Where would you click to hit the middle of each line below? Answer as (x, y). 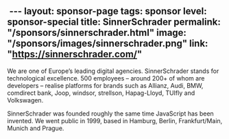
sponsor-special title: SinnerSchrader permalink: (114, 22)
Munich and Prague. (36, 128)
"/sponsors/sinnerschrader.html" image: (97, 33)
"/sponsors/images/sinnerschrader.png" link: (108, 44)
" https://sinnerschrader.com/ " (75, 54)
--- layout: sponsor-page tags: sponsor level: (108, 11)
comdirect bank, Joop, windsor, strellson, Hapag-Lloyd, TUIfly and (101, 93)
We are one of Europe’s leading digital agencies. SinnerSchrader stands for (113, 71)
